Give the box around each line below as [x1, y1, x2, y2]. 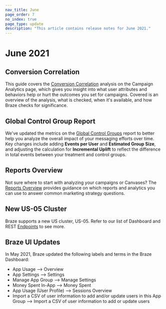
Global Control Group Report [5, 117, 96, 126]
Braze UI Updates [5, 238, 60, 246]
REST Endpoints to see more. [5, 223, 65, 229]
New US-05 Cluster [5, 204, 67, 214]
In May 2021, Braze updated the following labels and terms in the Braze [5, 251, 152, 257]
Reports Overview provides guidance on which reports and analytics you [5, 184, 155, 191]
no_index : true [5, 17, 37, 22]
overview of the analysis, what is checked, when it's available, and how [5, 97, 152, 103]
